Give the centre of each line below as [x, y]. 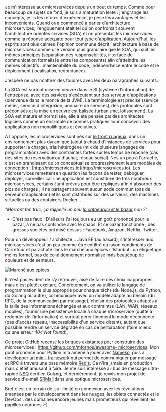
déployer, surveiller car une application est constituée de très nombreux [79, 179]
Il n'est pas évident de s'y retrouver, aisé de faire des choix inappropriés [79, 280]
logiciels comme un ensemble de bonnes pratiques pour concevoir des [78, 122]
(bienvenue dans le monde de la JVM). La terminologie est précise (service [82, 100]
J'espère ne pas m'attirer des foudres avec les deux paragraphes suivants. [82, 80]
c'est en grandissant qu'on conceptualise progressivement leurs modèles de [83, 163]
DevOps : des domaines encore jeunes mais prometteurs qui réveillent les [80, 399]
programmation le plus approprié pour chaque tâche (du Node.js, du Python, [83, 290]
